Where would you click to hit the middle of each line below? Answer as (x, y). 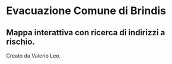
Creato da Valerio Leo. (34, 56)
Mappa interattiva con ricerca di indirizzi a (86, 33)
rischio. (21, 41)
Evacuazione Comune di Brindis (86, 11)
